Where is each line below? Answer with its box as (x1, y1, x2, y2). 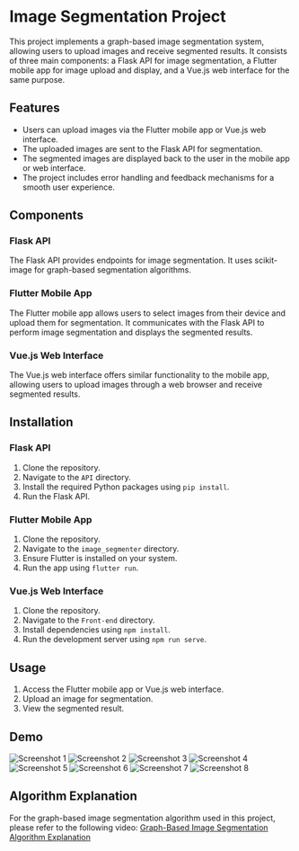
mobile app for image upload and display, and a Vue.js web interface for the (9, 65, 290, 76)
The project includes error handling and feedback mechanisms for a (22, 172, 275, 183)
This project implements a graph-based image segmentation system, (9, 36, 265, 47)
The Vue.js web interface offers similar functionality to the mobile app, (9, 370, 269, 381)
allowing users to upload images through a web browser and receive (9, 380, 263, 390)
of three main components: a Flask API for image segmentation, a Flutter (9, 55, 277, 66)
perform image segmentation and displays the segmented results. (9, 327, 253, 337)
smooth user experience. (22, 182, 115, 193)
